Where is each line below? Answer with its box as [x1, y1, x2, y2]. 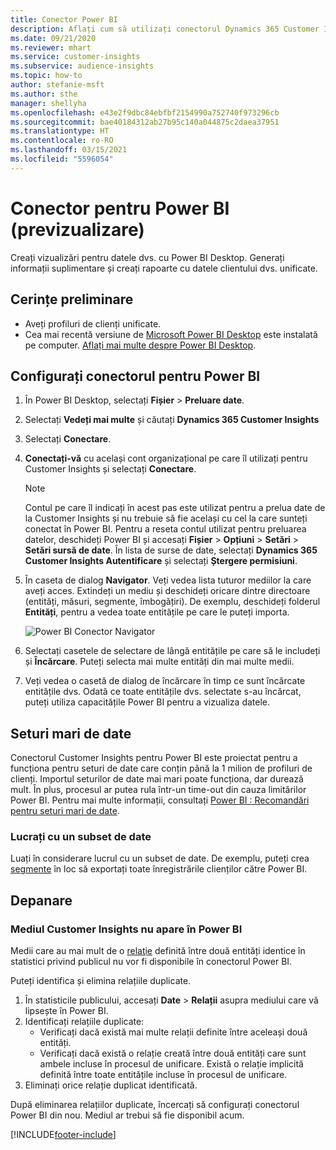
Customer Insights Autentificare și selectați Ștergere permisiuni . [24, 555, 298, 567]
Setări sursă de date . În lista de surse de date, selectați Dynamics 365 [24, 544, 318, 556]
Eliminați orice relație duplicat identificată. [24, 1079, 198, 1091]
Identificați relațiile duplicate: [24, 1016, 145, 1028]
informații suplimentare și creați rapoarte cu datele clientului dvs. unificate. [10, 262, 318, 274]
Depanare [10, 892, 73, 909]
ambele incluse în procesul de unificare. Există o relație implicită [39, 1058, 304, 1070]
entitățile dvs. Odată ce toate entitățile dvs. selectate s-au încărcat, [24, 686, 302, 698]
